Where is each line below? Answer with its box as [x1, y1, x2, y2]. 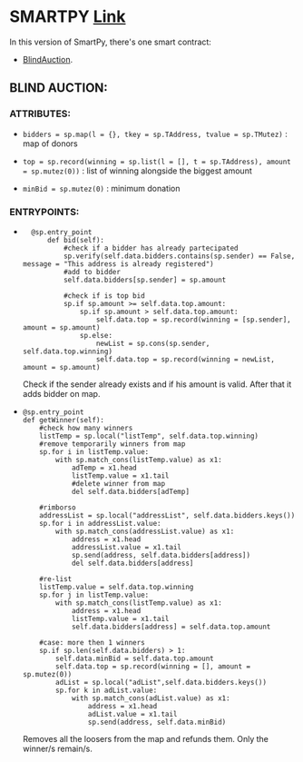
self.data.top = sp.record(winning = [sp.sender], [95, 315, 292, 324]
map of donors [22, 138, 79, 149]
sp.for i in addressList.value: [39, 519, 161, 528]
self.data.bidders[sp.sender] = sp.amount [63, 275, 227, 284]
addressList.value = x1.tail [71, 542, 181, 551]
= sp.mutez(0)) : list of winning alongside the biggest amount [22, 165, 252, 176]
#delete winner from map [71, 479, 166, 488]
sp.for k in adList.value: [55, 686, 158, 695]
